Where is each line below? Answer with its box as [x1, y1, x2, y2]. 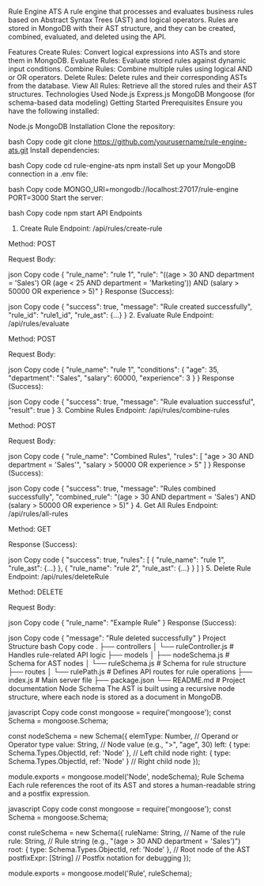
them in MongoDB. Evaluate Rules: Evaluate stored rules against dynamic [8, 55, 247, 65]
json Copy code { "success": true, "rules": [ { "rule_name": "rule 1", [8, 555, 226, 564]
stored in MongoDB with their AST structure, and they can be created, [8, 24, 236, 32]
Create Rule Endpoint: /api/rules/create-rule [19, 223, 163, 233]
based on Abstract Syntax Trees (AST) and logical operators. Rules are [8, 15, 239, 25]
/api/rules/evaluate [8, 319, 70, 328]
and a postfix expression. [8, 789, 91, 798]
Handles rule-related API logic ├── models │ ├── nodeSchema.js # [8, 650, 230, 659]
